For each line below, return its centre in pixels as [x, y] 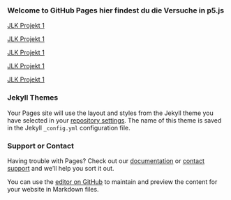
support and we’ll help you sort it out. [61, 168]
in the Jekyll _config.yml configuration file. [69, 128]
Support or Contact [41, 146]
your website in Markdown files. [53, 189]
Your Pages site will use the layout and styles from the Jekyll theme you [111, 113]
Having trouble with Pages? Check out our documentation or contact [106, 161]
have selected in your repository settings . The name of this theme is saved [114, 120]
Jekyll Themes [33, 98]
